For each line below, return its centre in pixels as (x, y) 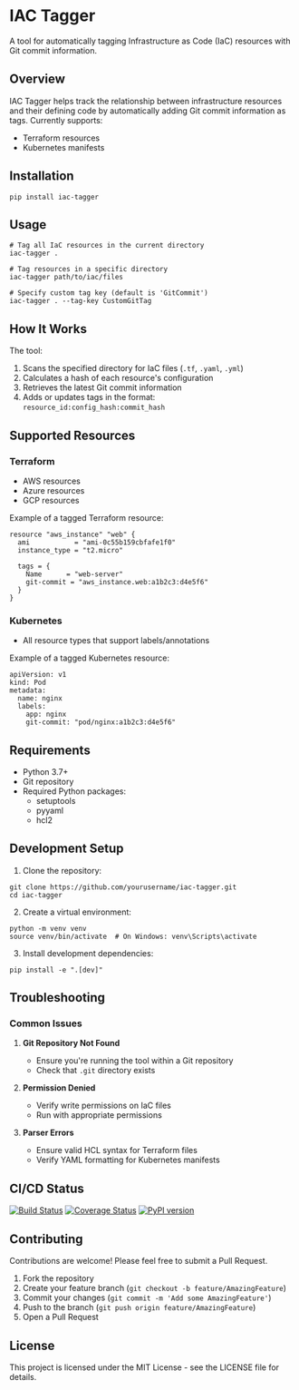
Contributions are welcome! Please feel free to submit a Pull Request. (139, 1261)
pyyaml (50, 810)
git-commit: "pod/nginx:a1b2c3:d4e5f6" (101, 722)
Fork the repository (58, 1278)
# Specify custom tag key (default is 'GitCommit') (109, 293)
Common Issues (46, 1023)
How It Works (48, 329)
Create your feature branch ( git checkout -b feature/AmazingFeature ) (154, 1288)
